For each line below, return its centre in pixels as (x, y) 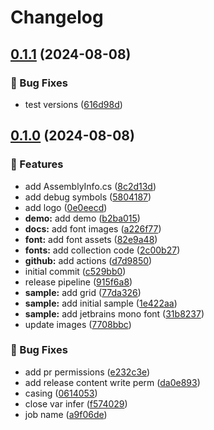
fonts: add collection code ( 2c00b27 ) (102, 250)
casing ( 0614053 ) (61, 393)
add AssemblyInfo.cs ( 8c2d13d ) (90, 186)
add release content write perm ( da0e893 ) (112, 382)
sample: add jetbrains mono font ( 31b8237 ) (114, 313)
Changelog (57, 17)
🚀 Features (37, 164)
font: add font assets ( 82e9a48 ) (91, 239)
